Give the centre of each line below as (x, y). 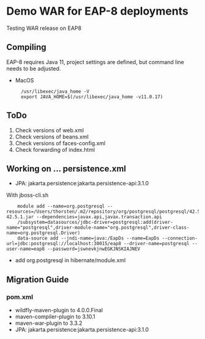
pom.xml (20, 297)
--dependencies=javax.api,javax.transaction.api (99, 217)
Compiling (27, 47)
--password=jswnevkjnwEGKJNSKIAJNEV (94, 249)
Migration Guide (38, 280)
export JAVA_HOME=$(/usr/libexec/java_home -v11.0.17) (92, 97)
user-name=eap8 (26, 249)
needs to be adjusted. (34, 68)
